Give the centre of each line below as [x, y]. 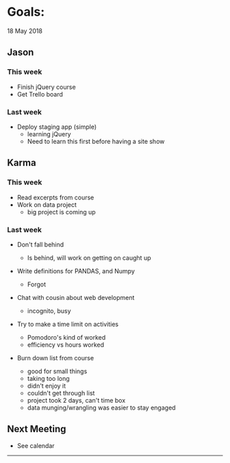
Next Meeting [37, 429]
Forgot [37, 284]
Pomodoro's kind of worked [66, 337]
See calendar [36, 445]
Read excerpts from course [55, 197]
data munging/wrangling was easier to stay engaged [101, 408]
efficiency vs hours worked [66, 345]
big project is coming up [61, 212]
